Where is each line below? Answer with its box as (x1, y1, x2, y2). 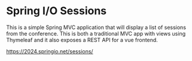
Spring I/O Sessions (6, 4, 107, 18)
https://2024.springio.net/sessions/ (6, 47, 94, 54)
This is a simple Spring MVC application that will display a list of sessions (6, 24, 187, 31)
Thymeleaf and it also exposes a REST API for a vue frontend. (6, 36, 159, 43)
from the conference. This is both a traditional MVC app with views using (6, 30, 186, 37)
